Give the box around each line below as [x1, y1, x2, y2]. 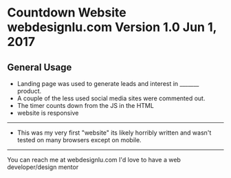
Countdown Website [7, 5, 126, 21]
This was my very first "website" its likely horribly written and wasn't [16, 129, 212, 137]
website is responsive [16, 109, 79, 117]
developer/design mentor [7, 163, 79, 171]
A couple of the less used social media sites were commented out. [16, 94, 206, 102]
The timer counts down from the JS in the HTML [16, 102, 155, 109]
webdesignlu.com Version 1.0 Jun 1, [7, 19, 217, 35]
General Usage [7, 61, 72, 73]
